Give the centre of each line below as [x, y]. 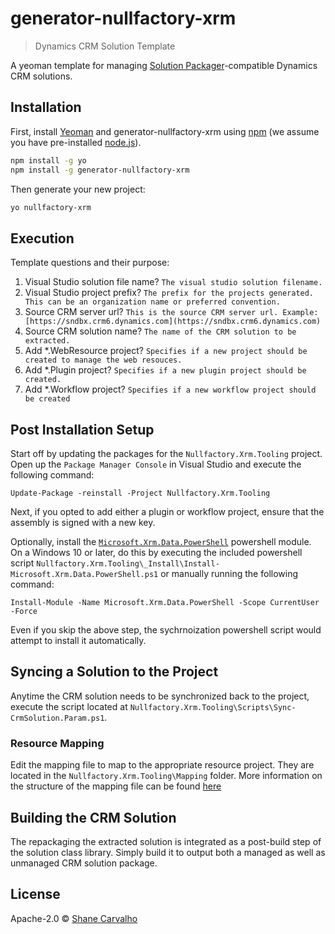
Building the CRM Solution [93, 817]
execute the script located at [69, 706]
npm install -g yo [48, 160]
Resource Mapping [57, 743]
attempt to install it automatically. [78, 640]
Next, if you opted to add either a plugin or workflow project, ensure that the [167, 511]
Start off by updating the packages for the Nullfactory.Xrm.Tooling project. [166, 453]
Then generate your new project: [78, 189]
